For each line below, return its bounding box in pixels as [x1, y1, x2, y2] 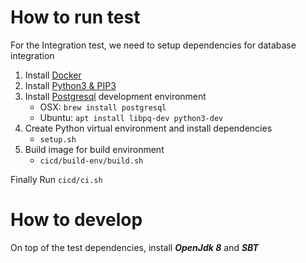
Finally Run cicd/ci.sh [10, 173, 103, 185]
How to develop [10, 209, 143, 231]
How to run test [10, 6, 141, 29]
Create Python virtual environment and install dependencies [24, 122, 273, 134]
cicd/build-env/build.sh [39, 156, 144, 166]
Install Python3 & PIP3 [24, 79, 117, 91]
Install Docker [24, 69, 82, 81]
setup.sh [39, 134, 77, 145]
